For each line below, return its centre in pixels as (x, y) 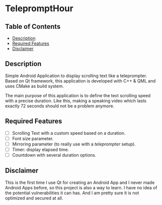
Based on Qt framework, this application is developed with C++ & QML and (81, 81)
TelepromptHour (39, 9)
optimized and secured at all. (34, 198)
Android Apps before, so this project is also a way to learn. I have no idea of (81, 187)
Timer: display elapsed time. (40, 149)
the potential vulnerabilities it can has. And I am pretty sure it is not (72, 193)
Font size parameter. (33, 138)
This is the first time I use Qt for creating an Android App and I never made (80, 182)
